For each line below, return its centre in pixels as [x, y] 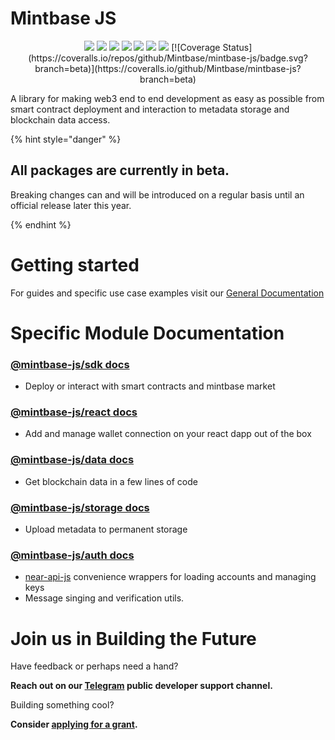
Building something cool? [62, 705]
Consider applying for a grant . [74, 724]
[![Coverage [196, 47]
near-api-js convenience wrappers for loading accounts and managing [170, 577]
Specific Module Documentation [147, 333]
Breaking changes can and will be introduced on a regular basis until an [157, 194]
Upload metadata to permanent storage [106, 529]
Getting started [75, 264]
